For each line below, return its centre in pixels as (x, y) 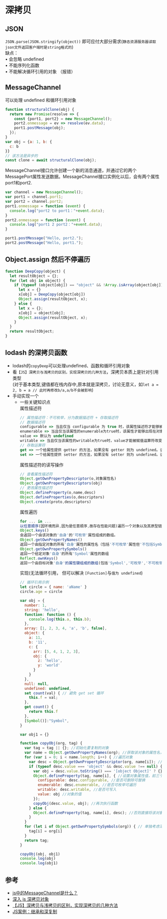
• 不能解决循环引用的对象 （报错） (40, 72)
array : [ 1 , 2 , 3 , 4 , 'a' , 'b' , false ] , (66, 628)
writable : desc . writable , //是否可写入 (77, 790)
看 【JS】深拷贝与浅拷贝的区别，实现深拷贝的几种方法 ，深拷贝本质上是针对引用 (85, 372)
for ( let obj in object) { (38, 281)
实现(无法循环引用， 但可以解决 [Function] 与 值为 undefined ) (81, 573)
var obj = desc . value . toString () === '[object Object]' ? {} (98, 771)
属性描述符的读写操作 (42, 465)
